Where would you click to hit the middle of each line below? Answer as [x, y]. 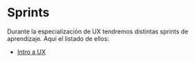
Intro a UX [31, 52]
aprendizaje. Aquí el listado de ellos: [58, 38]
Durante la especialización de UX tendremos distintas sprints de [98, 31]
